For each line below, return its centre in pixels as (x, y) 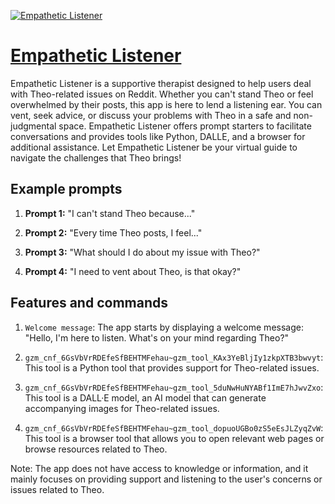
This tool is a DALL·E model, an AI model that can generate (145, 397)
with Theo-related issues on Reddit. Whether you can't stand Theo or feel (162, 94)
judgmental (33, 126)
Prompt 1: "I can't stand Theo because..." (110, 213)
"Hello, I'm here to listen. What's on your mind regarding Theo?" (157, 337)
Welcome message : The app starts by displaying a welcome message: (164, 327)
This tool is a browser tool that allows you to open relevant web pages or (174, 438)
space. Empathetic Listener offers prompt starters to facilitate (185, 126)
